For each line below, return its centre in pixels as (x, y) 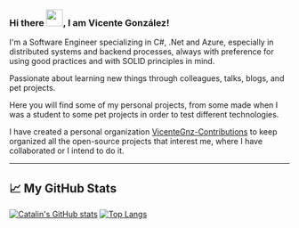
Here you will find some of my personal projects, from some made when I (144, 105)
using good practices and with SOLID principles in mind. (112, 61)
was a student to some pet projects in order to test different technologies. (144, 115)
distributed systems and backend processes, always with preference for (141, 52)
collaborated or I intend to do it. (67, 151)
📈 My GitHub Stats (63, 188)
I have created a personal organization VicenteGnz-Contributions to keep (143, 132)
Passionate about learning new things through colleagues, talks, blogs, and (147, 78)
